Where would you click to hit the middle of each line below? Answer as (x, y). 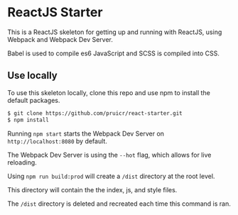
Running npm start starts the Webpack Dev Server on (86, 133)
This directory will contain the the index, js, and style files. (92, 189)
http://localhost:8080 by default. (58, 141)
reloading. (22, 162)
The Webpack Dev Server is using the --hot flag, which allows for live (109, 155)
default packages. (34, 100)
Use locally (33, 76)
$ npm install (28, 120)
